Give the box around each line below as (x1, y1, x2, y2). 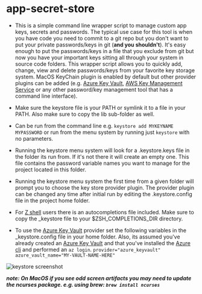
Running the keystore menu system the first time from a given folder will (14, 177, 194, 185)
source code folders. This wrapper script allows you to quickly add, (14, 60, 183, 68)
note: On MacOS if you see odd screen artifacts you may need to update (6, 274, 192, 282)
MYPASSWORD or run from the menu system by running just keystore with (14, 129, 190, 136)
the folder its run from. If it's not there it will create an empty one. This (14, 153, 189, 160)
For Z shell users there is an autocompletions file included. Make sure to (14, 208, 194, 216)
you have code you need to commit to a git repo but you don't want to (14, 34, 189, 42)
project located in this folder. (14, 165, 86, 173)
